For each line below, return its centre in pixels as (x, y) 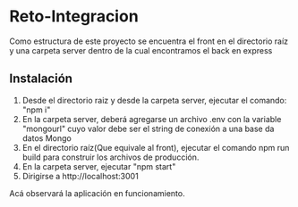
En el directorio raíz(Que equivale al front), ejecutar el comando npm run (156, 147)
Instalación (41, 79)
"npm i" (36, 110)
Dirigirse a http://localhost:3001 (80, 176)
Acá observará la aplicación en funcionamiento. (97, 193)
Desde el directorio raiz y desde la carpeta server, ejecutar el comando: (154, 100)
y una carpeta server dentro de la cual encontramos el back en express (141, 50)
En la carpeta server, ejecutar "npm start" (99, 166)
